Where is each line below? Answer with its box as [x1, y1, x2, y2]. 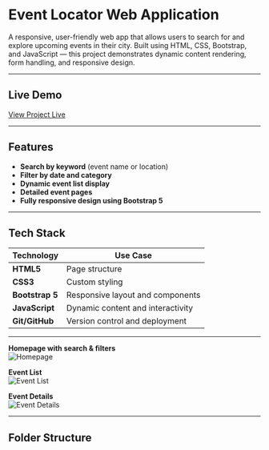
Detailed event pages [19, 187, 93, 197]
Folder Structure [8, 431, 92, 444]
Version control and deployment [66, 315, 187, 327]
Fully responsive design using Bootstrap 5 [19, 195, 163, 205]
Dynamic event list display [19, 179, 110, 188]
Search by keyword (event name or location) [19, 162, 169, 171]
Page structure [66, 263, 122, 275]
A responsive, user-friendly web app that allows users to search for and [8, 32, 245, 42]
